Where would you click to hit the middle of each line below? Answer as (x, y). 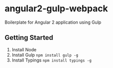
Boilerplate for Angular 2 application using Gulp (53, 22)
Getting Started (29, 38)
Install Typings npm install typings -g (52, 60)
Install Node (24, 49)
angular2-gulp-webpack (56, 9)
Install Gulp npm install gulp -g (45, 55)
